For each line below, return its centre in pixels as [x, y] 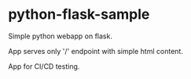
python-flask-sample [79, 14]
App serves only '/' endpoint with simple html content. [95, 51]
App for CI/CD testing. [44, 66]
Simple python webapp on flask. [60, 36]
